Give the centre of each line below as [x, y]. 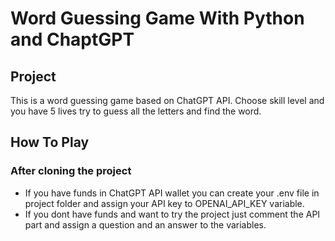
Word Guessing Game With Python [157, 18]
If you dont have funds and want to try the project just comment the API [172, 214]
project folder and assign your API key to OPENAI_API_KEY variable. [164, 203]
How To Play [50, 142]
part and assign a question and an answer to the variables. [145, 224]
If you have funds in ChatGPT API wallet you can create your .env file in [172, 193]
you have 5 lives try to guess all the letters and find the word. [136, 111]
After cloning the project [71, 171]
